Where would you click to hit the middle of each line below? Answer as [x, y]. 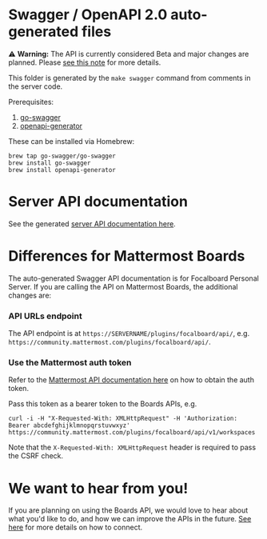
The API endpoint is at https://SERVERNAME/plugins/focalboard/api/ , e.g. [129, 333]
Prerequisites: [31, 102]
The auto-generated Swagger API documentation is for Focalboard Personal [134, 278]
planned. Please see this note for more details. [85, 62]
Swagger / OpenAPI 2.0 [88, 15]
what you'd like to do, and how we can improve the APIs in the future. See [130, 519]
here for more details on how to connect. [76, 527]
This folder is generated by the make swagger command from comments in [130, 78]
